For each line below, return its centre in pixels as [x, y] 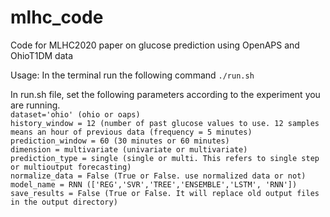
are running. [35, 105]
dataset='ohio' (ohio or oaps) [75, 114]
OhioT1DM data [42, 55]
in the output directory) [64, 202]
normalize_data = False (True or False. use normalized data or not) [158, 176]
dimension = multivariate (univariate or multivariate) [129, 149]
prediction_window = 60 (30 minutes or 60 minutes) [120, 141]
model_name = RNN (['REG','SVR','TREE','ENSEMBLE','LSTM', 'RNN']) [154, 184]
